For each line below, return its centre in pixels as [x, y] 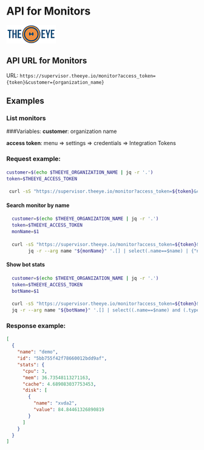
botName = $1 [25, 291]
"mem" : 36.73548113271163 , [56, 378]
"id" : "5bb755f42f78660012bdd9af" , [62, 359]
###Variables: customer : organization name [62, 131]
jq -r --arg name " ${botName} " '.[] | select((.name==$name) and [96, 310]
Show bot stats [26, 265]
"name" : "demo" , [38, 352]
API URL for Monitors [47, 61]
